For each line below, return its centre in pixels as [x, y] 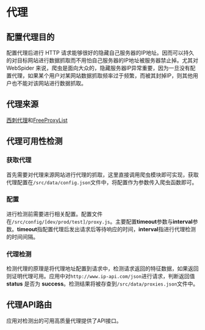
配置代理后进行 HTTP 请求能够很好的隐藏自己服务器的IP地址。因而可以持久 [100, 53]
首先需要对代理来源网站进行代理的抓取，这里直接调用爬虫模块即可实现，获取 [103, 174]
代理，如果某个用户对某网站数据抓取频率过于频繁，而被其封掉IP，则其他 [102, 76]
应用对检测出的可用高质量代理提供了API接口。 [64, 320]
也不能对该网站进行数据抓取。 [49, 83]
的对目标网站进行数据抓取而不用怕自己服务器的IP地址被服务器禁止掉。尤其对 [102, 60]
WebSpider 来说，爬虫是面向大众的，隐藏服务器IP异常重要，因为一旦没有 [98, 68]
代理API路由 [29, 305]
